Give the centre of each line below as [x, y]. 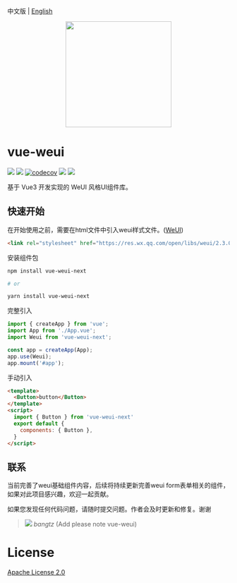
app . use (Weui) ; [30, 356]
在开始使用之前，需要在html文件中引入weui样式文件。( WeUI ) [96, 229]
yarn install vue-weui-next [49, 296]
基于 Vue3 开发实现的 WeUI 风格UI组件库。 [70, 187]
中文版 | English [30, 11]
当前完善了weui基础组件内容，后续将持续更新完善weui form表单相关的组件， [118, 486]
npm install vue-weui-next [47, 271]
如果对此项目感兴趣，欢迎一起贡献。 [60, 494]
